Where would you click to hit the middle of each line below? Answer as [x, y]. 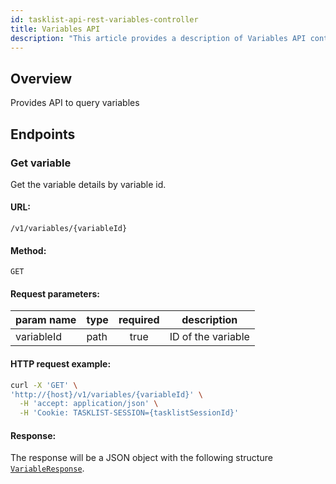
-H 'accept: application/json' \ [89, 404]
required [139, 320]
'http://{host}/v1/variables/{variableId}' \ [106, 394]
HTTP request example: [61, 364]
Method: [28, 250]
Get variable [41, 163]
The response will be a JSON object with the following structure [141, 458]
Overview [41, 78]
